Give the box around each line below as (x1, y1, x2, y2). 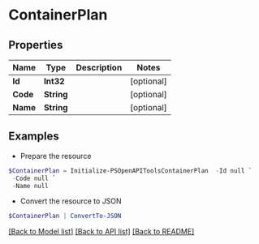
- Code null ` (11, 174, 57, 182)
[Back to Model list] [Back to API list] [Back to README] (8, 227, 195, 237)
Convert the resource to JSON (19, 196, 122, 206)
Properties (8, 38, 63, 52)
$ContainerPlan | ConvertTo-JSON (8, 212, 122, 220)
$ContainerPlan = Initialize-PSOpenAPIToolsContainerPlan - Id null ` (8, 166, 253, 175)
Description (76, 62, 123, 73)
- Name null (11, 182, 49, 190)
